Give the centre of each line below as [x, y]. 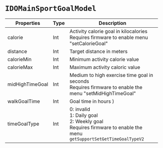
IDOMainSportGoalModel [51, 9]
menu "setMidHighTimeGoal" [103, 93]
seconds [79, 81]
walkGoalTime [24, 101]
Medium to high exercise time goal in [112, 75]
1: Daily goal [84, 115]
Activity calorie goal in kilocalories [109, 31]
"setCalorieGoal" [89, 43]
